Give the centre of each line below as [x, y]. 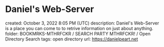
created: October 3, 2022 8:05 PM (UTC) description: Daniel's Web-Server [82, 23]
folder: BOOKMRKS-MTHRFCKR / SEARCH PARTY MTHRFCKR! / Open [78, 33]
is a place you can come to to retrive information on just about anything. [79, 28]
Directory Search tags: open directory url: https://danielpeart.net [72, 39]
